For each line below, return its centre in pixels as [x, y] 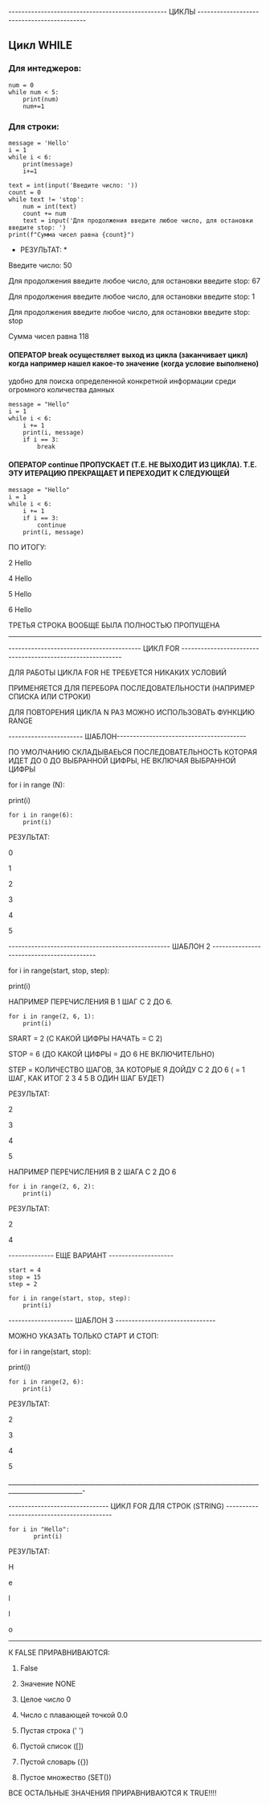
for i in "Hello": [39, 1529]
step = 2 [23, 1285]
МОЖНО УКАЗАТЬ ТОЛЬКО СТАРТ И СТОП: [84, 1336]
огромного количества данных [61, 390]
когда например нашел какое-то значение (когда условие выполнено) [134, 363]
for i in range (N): [37, 785]
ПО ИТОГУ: [27, 548]
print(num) [41, 99]
